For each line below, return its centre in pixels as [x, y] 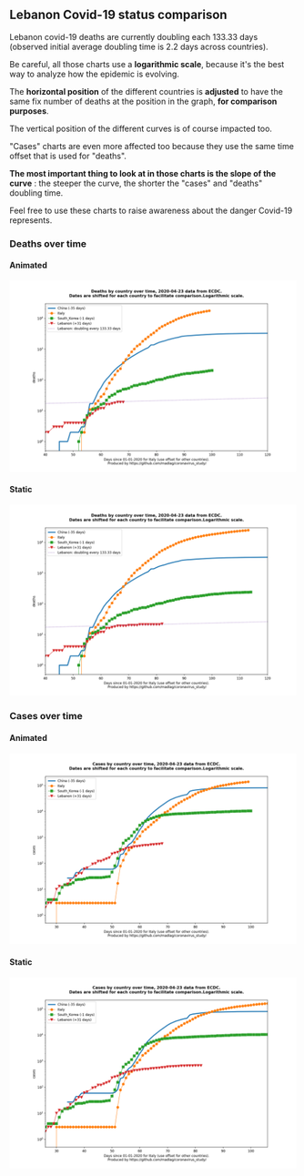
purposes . [29, 111]
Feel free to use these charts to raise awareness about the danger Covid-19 [151, 210]
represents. [31, 220]
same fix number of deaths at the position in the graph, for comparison [143, 101]
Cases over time [46, 716]
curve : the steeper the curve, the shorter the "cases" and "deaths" [136, 183]
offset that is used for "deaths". [68, 156]
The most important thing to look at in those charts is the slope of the [143, 173]
